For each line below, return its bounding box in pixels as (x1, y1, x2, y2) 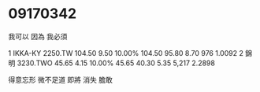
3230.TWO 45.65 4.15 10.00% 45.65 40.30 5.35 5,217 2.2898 (17, 58, 215, 68)
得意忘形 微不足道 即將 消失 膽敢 (8, 75, 113, 84)
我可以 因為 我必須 (8, 31, 68, 41)
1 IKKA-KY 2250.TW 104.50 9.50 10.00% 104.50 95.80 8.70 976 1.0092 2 (8, 48, 244, 57)
